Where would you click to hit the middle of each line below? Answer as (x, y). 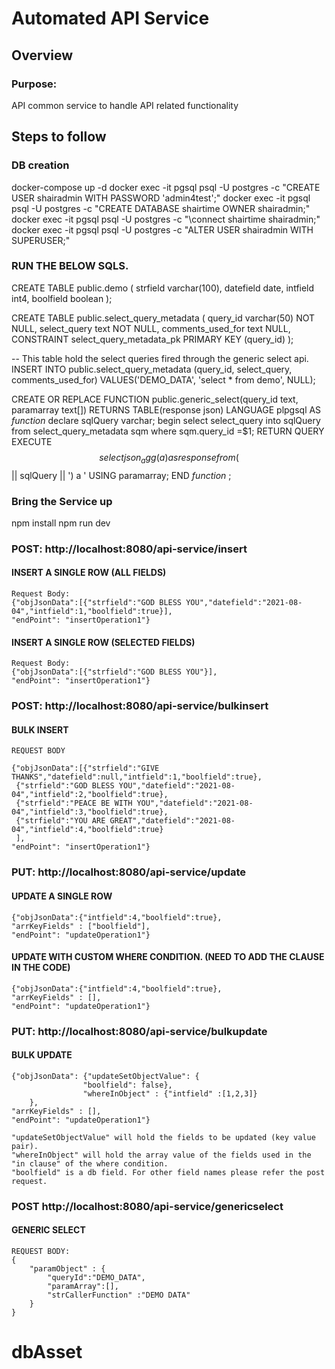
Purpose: (34, 84)
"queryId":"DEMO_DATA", (96, 1277)
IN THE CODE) (41, 968)
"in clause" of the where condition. (90, 1163)
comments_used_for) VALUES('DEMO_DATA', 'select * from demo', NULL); (163, 379)
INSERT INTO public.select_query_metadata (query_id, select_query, (152, 369)
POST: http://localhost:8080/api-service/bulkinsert (140, 706)
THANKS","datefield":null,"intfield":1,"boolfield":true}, (137, 777)
